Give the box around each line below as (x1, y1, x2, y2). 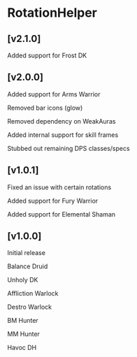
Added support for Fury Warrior (7, 196, 99, 205)
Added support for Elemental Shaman (7, 210, 116, 218)
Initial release (7, 249, 45, 257)
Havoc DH (7, 344, 37, 352)
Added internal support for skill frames (7, 131, 119, 139)
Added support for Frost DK (7, 51, 87, 59)
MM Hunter (7, 330, 41, 338)
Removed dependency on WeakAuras (7, 117, 116, 125)
